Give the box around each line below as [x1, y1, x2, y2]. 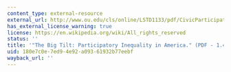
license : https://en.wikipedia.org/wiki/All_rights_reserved [7, 29, 186, 36]
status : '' [7, 36, 38, 43]
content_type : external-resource [7, 10, 103, 17]
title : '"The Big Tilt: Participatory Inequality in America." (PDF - [7, 42, 214, 49]
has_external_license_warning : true [7, 23, 112, 29]
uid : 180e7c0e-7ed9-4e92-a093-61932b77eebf [7, 49, 134, 56]
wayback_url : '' [7, 55, 54, 62]
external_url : [7, 16, 48, 23]
